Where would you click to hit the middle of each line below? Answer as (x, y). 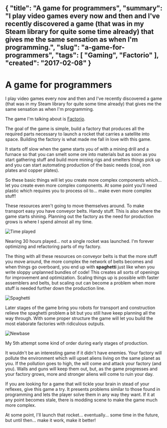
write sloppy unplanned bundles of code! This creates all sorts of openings (82, 272)
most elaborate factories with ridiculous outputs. (55, 324)
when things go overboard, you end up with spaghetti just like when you (80, 267)
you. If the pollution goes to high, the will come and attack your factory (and (83, 364)
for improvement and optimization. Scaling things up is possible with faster (82, 277)
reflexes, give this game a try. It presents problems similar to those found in (83, 389)
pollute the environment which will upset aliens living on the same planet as (83, 358)
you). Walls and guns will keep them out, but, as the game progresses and (81, 369)
